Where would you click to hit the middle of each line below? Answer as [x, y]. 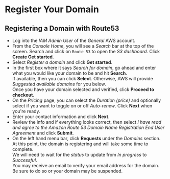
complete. [23, 149]
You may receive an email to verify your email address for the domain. [86, 165]
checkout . [23, 95]
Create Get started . [33, 57]
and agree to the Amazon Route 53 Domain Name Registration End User [88, 127]
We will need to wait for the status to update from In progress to [79, 155]
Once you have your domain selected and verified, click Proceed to [83, 89]
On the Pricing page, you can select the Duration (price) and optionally [87, 100]
